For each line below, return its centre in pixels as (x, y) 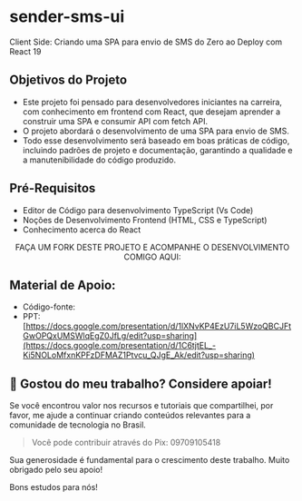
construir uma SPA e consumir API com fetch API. (115, 121)
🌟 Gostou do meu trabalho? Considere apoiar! (141, 383)
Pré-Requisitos (53, 188)
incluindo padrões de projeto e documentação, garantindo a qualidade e (157, 150)
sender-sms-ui (67, 17)
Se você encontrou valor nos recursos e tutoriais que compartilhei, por (141, 406)
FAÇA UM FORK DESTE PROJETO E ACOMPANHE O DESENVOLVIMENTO (152, 247)
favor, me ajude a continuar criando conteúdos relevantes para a (130, 416)
